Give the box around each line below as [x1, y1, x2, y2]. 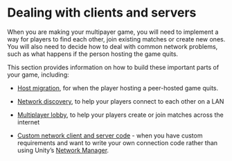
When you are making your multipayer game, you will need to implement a [7, 28, 219, 36]
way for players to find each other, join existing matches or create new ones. [7, 35, 226, 43]
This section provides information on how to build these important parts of [7, 63, 220, 71]
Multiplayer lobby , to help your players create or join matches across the [17, 111, 224, 119]
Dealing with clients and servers [7, 5, 197, 21]
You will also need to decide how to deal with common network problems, [7, 42, 218, 50]
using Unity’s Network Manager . [17, 146, 109, 154]
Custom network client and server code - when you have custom [17, 131, 203, 140]
